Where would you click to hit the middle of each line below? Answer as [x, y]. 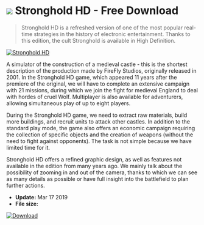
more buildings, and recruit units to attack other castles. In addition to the [98, 121]
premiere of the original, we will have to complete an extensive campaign [98, 84]
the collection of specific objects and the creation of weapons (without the [100, 135]
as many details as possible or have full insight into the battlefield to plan [97, 179]
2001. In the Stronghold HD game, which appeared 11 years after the [92, 77]
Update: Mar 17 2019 [41, 197]
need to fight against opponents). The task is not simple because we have [99, 141]
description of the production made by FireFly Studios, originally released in [101, 70]
